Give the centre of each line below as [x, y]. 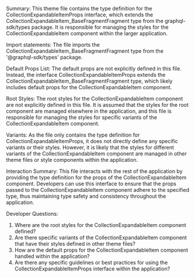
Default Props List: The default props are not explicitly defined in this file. [94, 69]
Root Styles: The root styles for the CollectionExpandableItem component [95, 99]
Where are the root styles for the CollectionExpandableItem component [100, 225]
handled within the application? [52, 256]
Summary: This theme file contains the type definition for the [79, 9]
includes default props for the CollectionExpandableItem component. [89, 87]
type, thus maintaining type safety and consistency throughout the [86, 196]
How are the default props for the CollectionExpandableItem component [101, 250]
